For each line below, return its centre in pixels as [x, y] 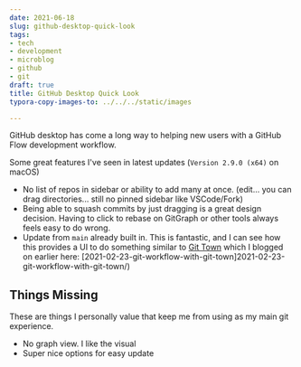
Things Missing [54, 295]
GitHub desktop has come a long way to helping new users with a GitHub [146, 136]
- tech [22, 43]
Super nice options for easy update [88, 353]
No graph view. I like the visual [79, 343]
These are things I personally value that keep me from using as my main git [149, 316]
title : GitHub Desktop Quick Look [75, 93]
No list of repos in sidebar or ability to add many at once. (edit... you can [157, 190]
